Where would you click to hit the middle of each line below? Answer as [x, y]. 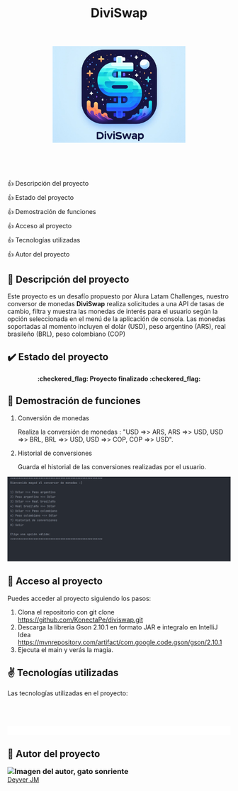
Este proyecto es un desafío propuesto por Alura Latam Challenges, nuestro [118, 296]
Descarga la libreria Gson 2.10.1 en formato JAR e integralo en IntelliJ [118, 627]
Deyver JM [23, 779]
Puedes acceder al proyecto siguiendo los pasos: [79, 598]
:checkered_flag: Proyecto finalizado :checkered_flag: [119, 378]
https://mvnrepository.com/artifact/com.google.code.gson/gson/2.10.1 [120, 642]
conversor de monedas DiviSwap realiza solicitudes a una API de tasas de [116, 303]
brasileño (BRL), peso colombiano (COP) [67, 334]
